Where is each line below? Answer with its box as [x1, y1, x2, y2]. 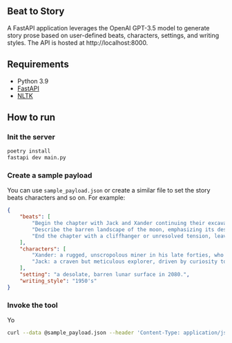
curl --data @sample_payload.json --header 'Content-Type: [7, 329, 181, 337]
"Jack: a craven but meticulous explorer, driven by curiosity [32, 258, 217, 265]
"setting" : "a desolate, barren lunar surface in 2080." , [19, 271, 190, 278]
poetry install [7, 148, 51, 155]
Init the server [7, 132, 55, 141]
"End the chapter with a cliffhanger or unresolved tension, [32, 233, 212, 239]
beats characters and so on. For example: [7, 193, 126, 202]
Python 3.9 [17, 77, 49, 85]
